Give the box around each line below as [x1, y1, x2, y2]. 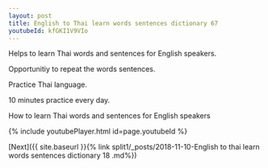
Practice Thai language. [8, 80, 87, 89]
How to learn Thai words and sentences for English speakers [8, 111, 211, 121]
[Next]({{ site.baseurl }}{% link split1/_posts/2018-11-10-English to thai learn [8, 142, 260, 152]
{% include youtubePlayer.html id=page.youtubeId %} [8, 126, 188, 137]
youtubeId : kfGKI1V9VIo [8, 27, 89, 35]
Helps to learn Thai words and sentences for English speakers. [8, 49, 217, 59]
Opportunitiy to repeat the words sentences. [8, 64, 156, 74]
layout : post [8, 11, 52, 20]
